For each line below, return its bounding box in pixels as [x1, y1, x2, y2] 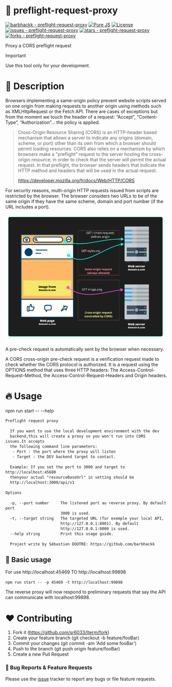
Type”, [5, 119, 19, 125]
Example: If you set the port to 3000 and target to [10, 465, 125, 470]
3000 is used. [60, 511, 91, 516]
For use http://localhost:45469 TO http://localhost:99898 [5, 569, 126, 575]
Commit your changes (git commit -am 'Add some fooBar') [12, 640, 137, 646]
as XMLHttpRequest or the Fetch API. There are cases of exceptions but [5, 108, 158, 115]
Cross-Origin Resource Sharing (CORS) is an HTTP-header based [17, 129, 157, 135]
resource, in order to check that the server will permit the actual [31, 156, 166, 162]
